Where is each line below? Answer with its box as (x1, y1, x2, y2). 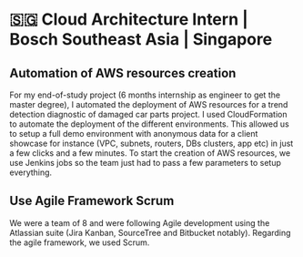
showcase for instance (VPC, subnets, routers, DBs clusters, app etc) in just (9, 138, 294, 149)
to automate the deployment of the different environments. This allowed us (9, 118, 289, 129)
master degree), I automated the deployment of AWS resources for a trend (9, 99, 288, 109)
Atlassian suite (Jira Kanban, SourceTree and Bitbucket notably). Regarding (9, 227, 291, 238)
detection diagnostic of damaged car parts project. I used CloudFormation (9, 109, 288, 119)
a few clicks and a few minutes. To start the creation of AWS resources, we (9, 148, 291, 159)
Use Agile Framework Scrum (9, 193, 175, 209)
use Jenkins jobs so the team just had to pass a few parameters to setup (9, 158, 282, 168)
